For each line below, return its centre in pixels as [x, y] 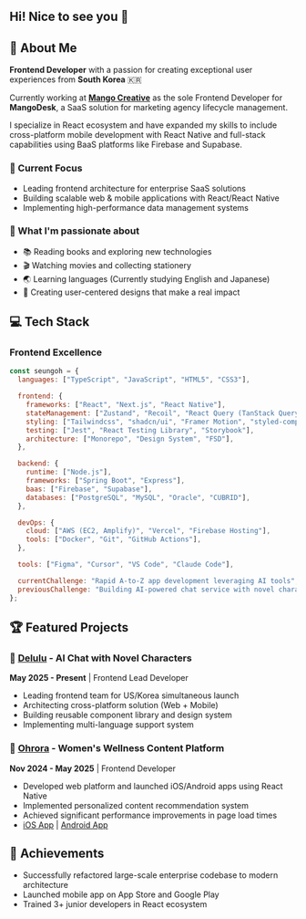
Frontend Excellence [56, 352]
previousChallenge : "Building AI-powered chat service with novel [146, 590]
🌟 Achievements [57, 853]
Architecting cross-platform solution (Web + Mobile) [120, 705]
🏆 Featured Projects [69, 627]
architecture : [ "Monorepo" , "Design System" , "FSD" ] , [130, 439]
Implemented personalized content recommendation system [135, 805]
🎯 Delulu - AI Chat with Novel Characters [101, 658]
